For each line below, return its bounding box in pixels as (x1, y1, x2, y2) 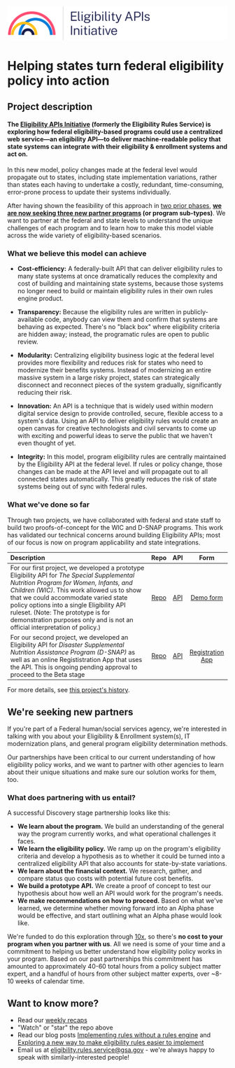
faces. (17, 837, 36, 845)
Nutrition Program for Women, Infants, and (10, 579, 133, 587)
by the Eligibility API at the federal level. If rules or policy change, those (17, 460, 222, 468)
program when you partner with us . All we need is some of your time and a (7, 940, 226, 948)
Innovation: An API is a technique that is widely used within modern (17, 402, 213, 410)
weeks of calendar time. (15, 977, 85, 985)
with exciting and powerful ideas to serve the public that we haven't (17, 432, 213, 440)
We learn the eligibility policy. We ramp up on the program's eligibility (17, 845, 221, 853)
